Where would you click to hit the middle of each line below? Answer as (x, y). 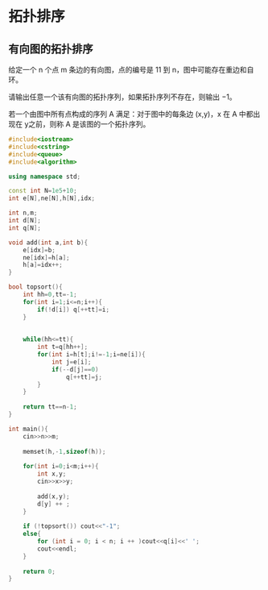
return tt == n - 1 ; (50, 407)
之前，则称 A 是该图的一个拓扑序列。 (89, 124)
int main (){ (28, 429)
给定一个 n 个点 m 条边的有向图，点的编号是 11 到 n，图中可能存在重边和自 (131, 70)
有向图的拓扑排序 (51, 49)
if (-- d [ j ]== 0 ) (75, 369)
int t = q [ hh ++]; (63, 347)
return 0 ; (39, 571)
